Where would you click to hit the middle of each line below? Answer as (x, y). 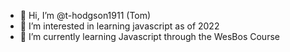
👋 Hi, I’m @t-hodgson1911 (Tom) (85, 15)
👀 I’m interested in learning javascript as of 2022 (119, 26)
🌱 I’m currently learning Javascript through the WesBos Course (149, 36)
